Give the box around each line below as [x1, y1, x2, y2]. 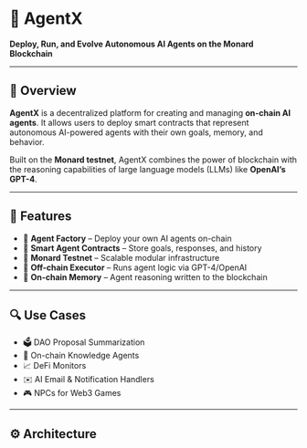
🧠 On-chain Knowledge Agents [22, 350, 140, 361]
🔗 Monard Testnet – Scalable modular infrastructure [22, 252, 220, 263]
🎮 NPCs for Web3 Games [22, 388, 122, 399]
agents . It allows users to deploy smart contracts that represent [9, 117, 249, 128]
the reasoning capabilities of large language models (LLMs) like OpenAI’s [9, 163, 286, 174]
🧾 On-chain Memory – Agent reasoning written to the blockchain [22, 271, 268, 282]
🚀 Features [9, 209, 72, 224]
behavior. [9, 136, 45, 147]
